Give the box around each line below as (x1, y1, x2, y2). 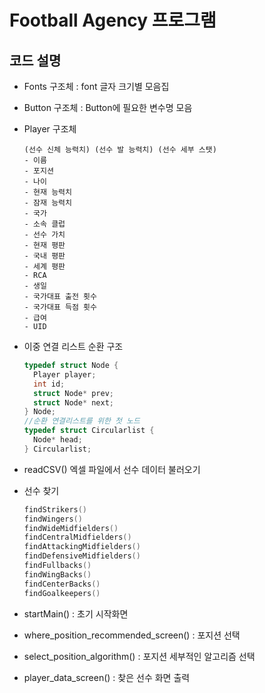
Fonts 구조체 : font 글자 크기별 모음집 (23, 81, 170, 92)
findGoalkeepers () (23, 588, 101, 598)
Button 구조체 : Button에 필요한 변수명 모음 (23, 102, 193, 113)
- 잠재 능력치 (23, 198, 72, 208)
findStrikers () (23, 504, 88, 515)
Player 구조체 (23, 123, 77, 135)
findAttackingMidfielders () (23, 542, 141, 552)
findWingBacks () (23, 569, 92, 580)
